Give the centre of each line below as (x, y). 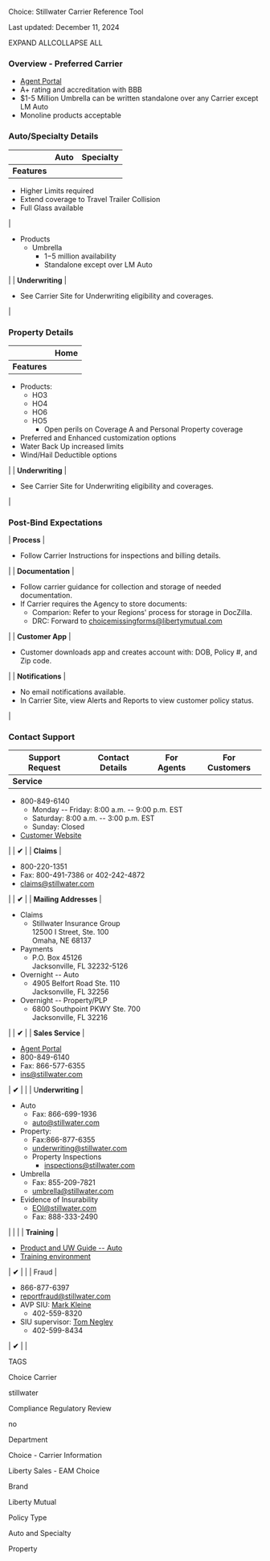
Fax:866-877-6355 (63, 1140)
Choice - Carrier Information (55, 1456)
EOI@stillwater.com (64, 1208)
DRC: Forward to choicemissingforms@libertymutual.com (127, 621)
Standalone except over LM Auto (98, 264)
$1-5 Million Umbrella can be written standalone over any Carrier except (139, 98)
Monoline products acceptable (71, 115)
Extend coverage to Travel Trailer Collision (90, 199)
